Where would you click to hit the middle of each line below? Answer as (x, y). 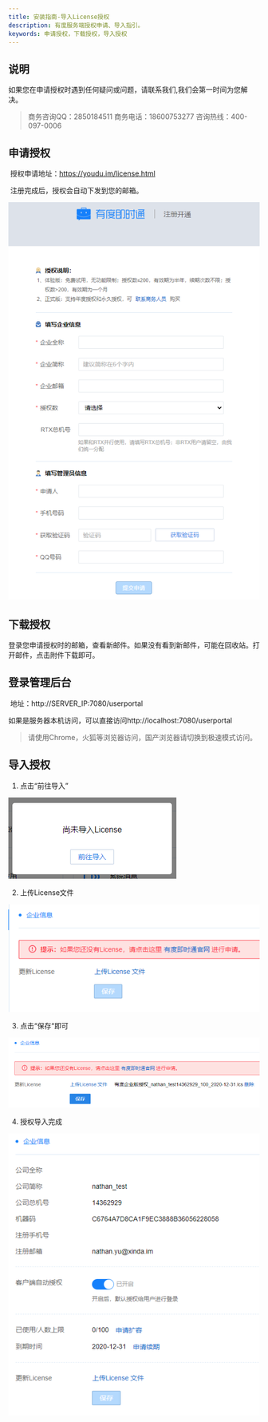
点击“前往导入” (44, 786)
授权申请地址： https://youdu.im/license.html (83, 173)
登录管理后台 (40, 683)
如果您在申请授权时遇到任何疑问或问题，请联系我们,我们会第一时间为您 (125, 90)
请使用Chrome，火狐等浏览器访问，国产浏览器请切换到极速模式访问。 (142, 737)
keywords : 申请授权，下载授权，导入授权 (68, 34)
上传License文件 (47, 892)
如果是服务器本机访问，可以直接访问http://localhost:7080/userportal (120, 720)
